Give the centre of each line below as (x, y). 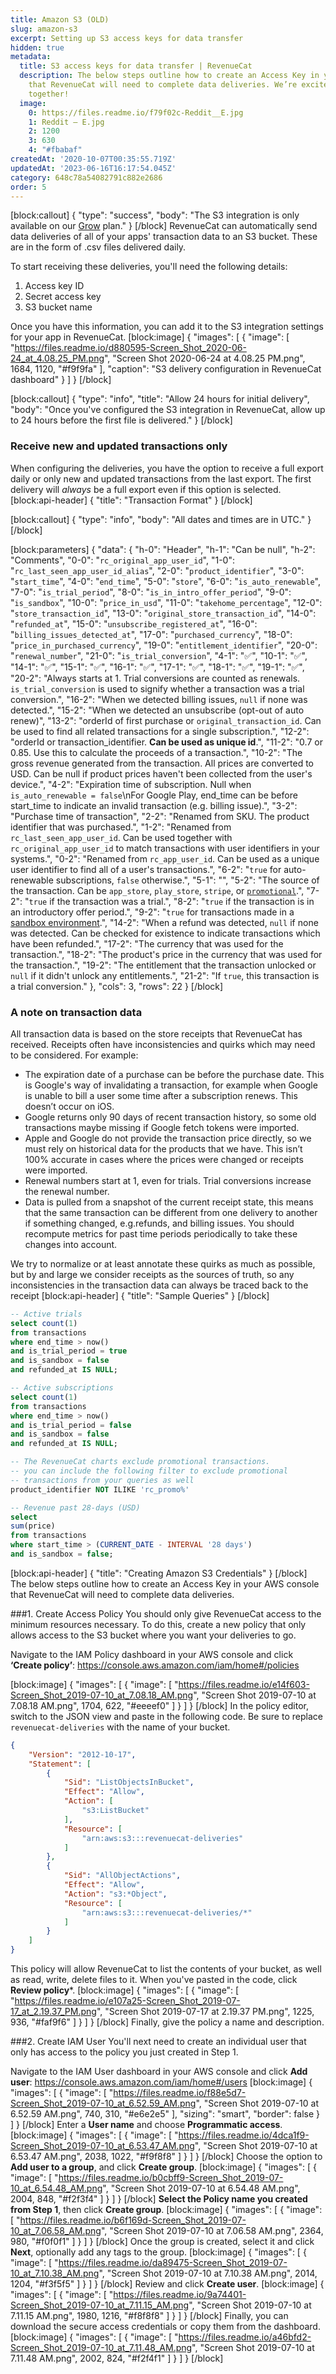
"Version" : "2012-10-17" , (82, 1754)
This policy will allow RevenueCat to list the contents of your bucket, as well (166, 1969)
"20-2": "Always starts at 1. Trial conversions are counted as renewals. (155, 678)
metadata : (31, 57)
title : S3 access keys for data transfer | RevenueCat (136, 66)
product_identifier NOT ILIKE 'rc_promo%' (100, 1489)
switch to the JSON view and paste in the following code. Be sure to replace (166, 1716)
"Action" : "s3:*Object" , (115, 1894)
